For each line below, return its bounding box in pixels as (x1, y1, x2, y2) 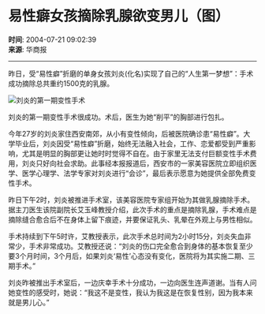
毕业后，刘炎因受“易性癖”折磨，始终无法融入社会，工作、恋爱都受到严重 (14, 139, 250, 148)
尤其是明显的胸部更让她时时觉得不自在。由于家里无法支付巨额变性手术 (21, 148, 250, 158)
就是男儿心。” (8, 297, 50, 307)
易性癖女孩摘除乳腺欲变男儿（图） (8, 7, 230, 25)
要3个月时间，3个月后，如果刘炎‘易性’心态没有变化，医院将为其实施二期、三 (8, 251, 256, 260)
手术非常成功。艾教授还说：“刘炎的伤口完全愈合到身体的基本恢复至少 (28, 241, 254, 251)
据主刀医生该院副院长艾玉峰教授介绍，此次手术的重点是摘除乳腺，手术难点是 (8, 204, 257, 214)
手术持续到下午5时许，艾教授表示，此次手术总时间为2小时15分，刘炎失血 (8, 231, 244, 241)
